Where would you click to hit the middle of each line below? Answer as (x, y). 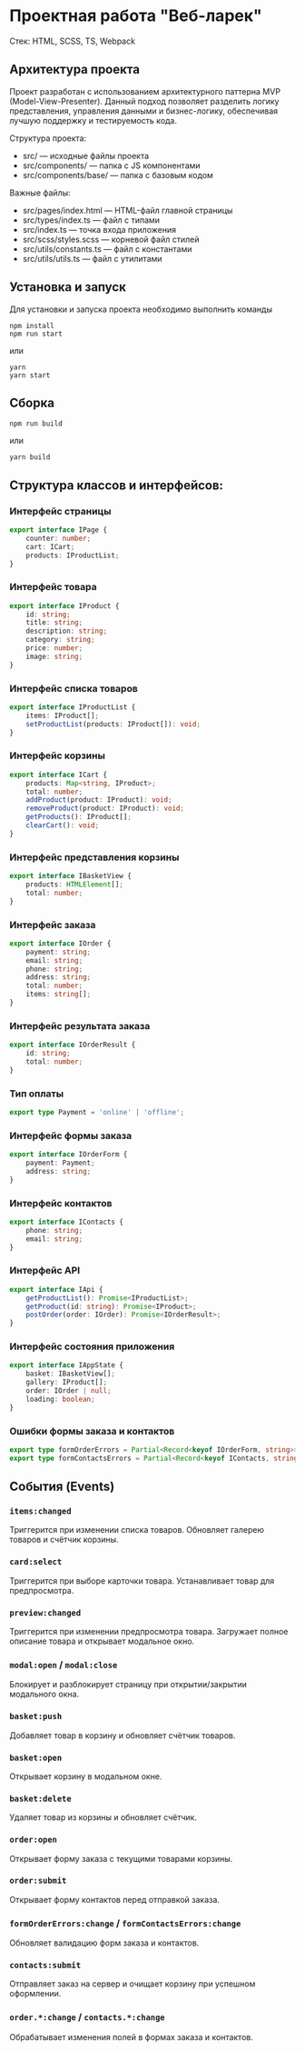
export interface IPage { (58, 530)
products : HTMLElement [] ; (75, 885)
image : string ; (54, 656)
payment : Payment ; (60, 1163)
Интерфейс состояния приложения (92, 1346)
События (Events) (62, 1487)
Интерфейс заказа (53, 925)
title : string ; (54, 623)
